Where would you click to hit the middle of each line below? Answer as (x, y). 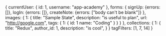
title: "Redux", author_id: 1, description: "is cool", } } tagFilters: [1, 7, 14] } (79, 28)
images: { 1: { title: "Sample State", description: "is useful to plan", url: (76, 18)
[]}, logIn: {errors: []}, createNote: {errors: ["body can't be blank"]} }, (76, 12)
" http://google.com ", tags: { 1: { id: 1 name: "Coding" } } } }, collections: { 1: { (83, 23)
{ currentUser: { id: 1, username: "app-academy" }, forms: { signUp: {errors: (83, 7)
